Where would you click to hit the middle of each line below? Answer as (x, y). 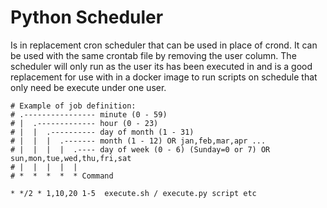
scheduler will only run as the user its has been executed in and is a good (161, 66)
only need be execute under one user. (88, 87)
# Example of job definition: (73, 106)
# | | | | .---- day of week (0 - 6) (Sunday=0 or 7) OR (140, 149)
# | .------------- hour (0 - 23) (84, 123)
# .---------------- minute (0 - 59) (89, 114)
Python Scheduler (87, 17)
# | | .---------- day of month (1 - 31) (102, 132)
